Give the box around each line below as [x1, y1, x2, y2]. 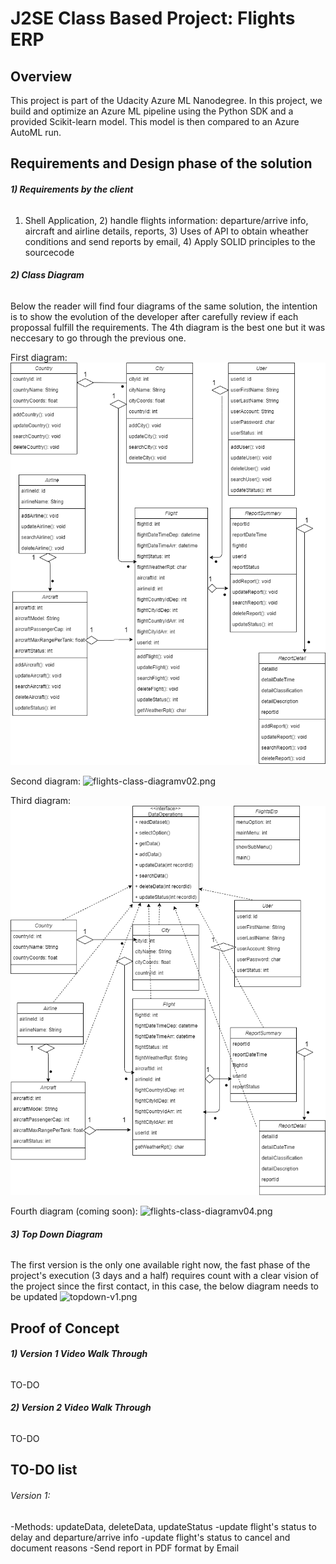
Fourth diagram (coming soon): [10, 1205, 138, 1217]
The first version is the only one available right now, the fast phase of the [10, 1259, 311, 1271]
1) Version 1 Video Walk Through [10, 1348, 148, 1360]
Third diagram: [10, 794, 72, 806]
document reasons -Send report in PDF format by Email [10, 1542, 240, 1554]
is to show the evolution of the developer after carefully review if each [10, 310, 299, 322]
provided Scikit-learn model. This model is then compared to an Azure [10, 116, 300, 127]
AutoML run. [10, 127, 62, 138]
